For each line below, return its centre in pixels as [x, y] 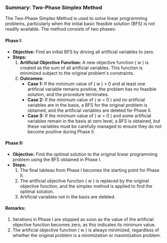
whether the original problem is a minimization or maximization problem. [87, 235]
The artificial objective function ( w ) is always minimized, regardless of [86, 230]
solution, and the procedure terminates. [68, 94]
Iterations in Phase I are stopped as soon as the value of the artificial [83, 219]
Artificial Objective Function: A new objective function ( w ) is [84, 62]
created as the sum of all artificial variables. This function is [81, 68]
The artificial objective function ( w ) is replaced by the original [84, 181]
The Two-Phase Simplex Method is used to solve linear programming [76, 19]
